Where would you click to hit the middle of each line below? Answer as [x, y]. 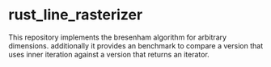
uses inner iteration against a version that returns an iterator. [109, 54]
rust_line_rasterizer [76, 15]
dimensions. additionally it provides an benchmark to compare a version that [136, 45]
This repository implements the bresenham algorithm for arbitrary [118, 37]
